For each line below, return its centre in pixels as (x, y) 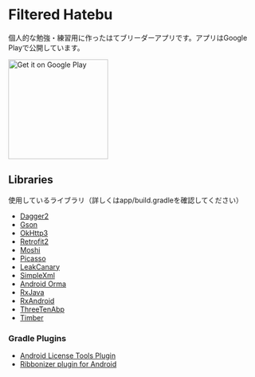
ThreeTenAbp (42, 309)
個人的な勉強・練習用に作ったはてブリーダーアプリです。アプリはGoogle (128, 37)
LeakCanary (40, 267)
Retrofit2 (34, 242)
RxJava (32, 292)
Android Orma (43, 284)
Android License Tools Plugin (68, 355)
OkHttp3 (34, 233)
